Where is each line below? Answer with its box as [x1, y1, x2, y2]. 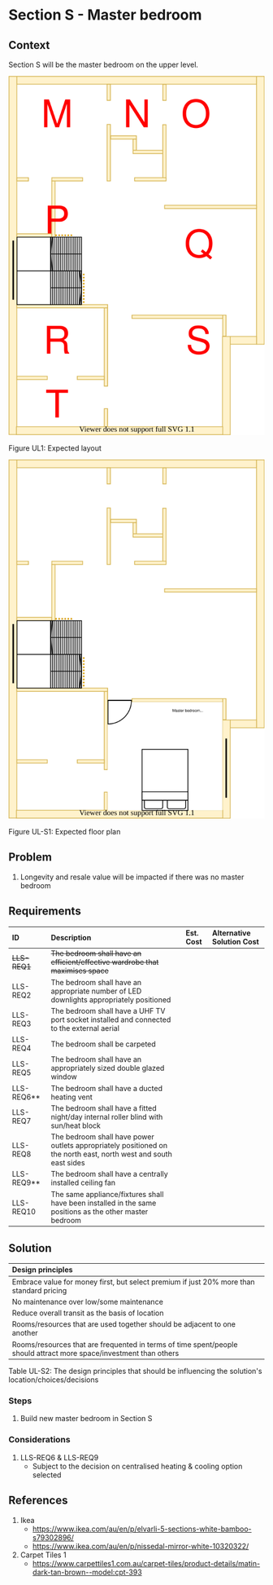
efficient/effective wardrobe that [50, 958, 159, 967]
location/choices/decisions [8, 1375, 99, 1385]
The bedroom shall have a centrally [50, 1169, 168, 1179]
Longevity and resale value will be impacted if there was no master [19, 872, 245, 882]
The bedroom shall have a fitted [50, 1103, 157, 1113]
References [8, 1494, 68, 1508]
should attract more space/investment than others [11, 1348, 180, 1358]
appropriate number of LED [50, 986, 142, 996]
